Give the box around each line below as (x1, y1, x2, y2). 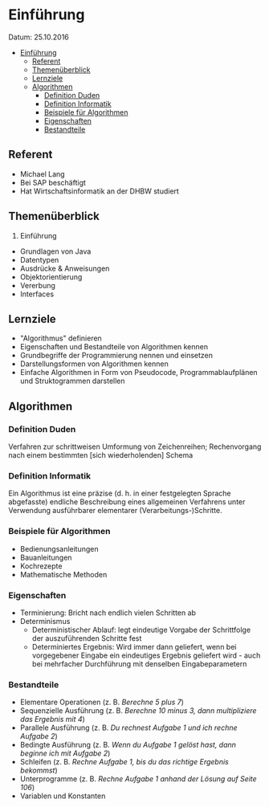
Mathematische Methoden (19, 569, 108, 579)
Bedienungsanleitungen (19, 544, 99, 553)
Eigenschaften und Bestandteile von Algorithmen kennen (19, 342, 209, 352)
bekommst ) (19, 765, 58, 776)
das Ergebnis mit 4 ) (19, 715, 86, 724)
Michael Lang (19, 169, 66, 178)
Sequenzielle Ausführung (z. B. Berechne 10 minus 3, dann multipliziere (19, 706, 257, 715)
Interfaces (19, 289, 55, 299)
